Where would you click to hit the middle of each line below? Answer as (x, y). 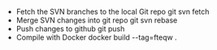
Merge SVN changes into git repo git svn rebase (97, 20)
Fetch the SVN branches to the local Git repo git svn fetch (113, 12)
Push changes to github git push (70, 29)
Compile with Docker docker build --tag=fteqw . (96, 37)
